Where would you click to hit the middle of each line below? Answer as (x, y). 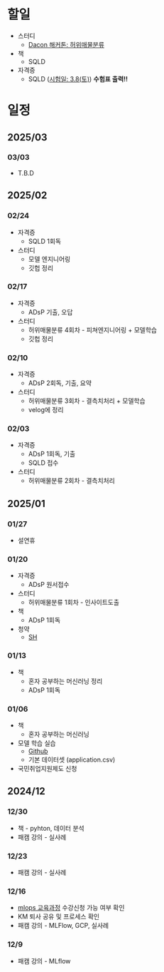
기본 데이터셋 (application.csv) (72, 759)
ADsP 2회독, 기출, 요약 (60, 383)
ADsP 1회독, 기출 (52, 454)
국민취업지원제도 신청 (47, 768)
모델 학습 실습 (37, 743)
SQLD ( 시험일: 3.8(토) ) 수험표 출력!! (78, 78)
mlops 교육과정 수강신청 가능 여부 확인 (71, 908)
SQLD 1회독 (45, 241)
